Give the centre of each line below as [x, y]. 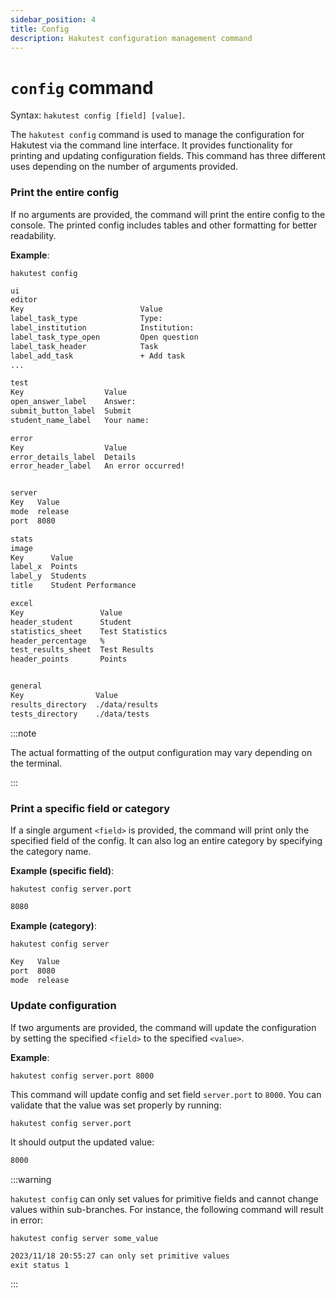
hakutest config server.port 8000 [82, 1076]
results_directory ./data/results [84, 704]
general [26, 686]
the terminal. [36, 763]
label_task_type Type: [86, 319]
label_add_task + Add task [98, 356]
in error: [26, 1220]
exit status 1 [40, 1265]
